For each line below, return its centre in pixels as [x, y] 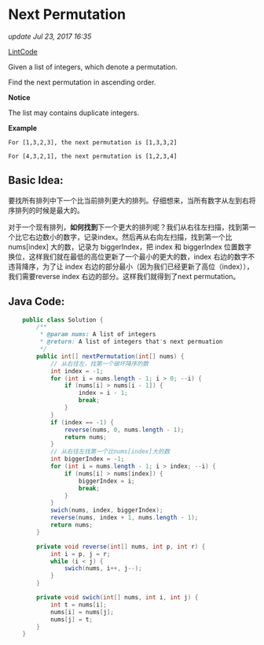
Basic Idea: [36, 180]
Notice [19, 97]
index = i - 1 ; [103, 393]
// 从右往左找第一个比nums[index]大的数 [110, 452]
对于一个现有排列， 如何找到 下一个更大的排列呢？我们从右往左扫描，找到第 [128, 227]
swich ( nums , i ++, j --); [103, 569]
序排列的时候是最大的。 [46, 210]
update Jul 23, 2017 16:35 [50, 36]
